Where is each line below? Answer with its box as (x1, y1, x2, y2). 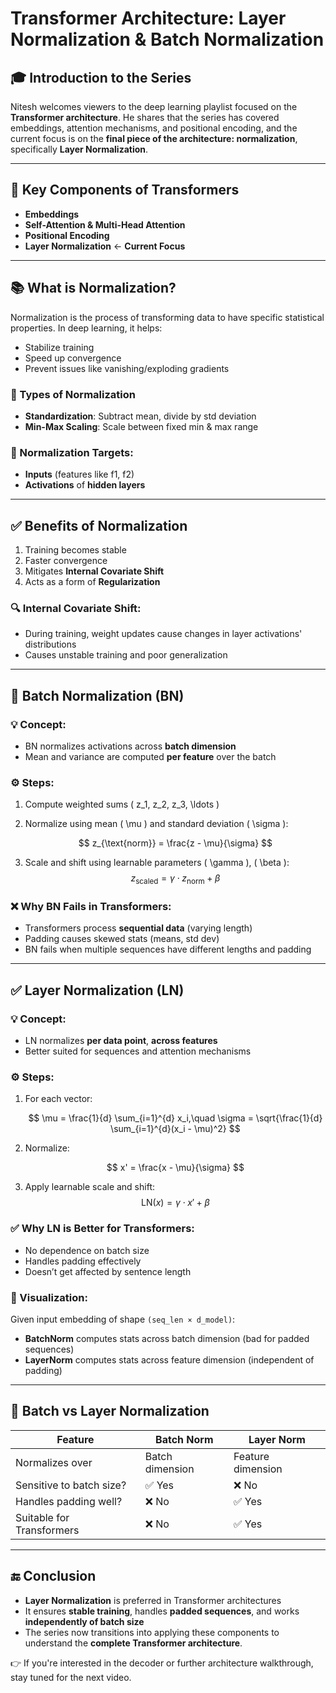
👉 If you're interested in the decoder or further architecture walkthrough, (10, 1657, 314, 1669)
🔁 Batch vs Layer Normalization (10, 1403, 210, 1420)
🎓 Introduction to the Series (10, 69, 192, 86)
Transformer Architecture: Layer (10, 7, 287, 30)
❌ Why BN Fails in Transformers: (10, 900, 172, 914)
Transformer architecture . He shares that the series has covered (10, 112, 280, 123)
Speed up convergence (24, 352, 122, 364)
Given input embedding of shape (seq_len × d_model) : (10, 1313, 236, 1325)
